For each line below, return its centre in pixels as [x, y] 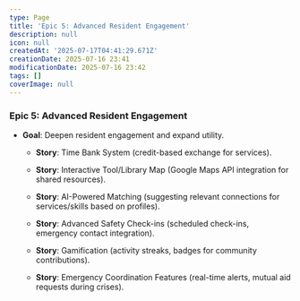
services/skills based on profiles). [98, 206]
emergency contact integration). [95, 233]
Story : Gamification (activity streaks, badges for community [146, 250]
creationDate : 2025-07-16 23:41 [69, 59]
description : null [43, 34]
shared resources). [70, 179]
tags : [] [26, 76]
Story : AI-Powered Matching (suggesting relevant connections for [158, 196]
